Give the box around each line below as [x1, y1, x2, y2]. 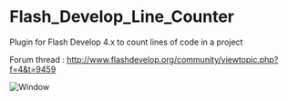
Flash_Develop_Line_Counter [9, 6, 235, 27]
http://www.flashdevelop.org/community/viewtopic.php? [67, 54, 279, 65]
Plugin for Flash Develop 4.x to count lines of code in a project [9, 36, 243, 47]
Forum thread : [9, 54, 66, 65]
